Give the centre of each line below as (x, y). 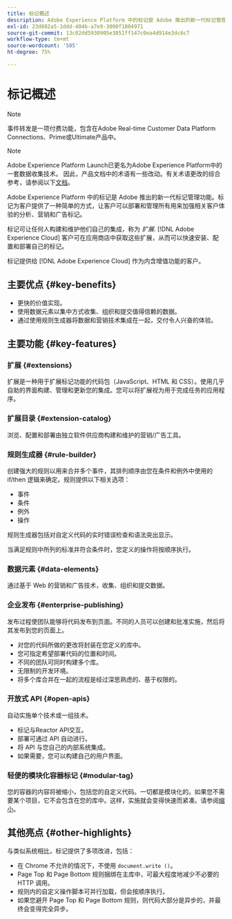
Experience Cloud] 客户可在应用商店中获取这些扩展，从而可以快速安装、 (110, 237)
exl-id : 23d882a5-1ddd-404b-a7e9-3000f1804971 (75, 26)
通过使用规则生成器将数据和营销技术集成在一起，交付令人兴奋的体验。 (117, 320)
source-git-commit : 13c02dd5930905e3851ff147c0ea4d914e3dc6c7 (98, 33)
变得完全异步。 (51, 909)
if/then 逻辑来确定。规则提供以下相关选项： (69, 479)
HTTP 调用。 (35, 882)
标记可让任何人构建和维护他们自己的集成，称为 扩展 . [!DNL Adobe (101, 229)
